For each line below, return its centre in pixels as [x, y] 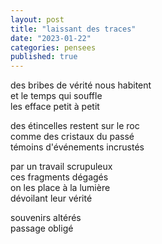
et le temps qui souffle [56, 96]
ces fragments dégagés [59, 177]
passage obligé [42, 228]
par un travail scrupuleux [61, 167]
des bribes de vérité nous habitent [81, 85]
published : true [44, 57]
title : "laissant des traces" [73, 29]
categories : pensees [53, 47]
